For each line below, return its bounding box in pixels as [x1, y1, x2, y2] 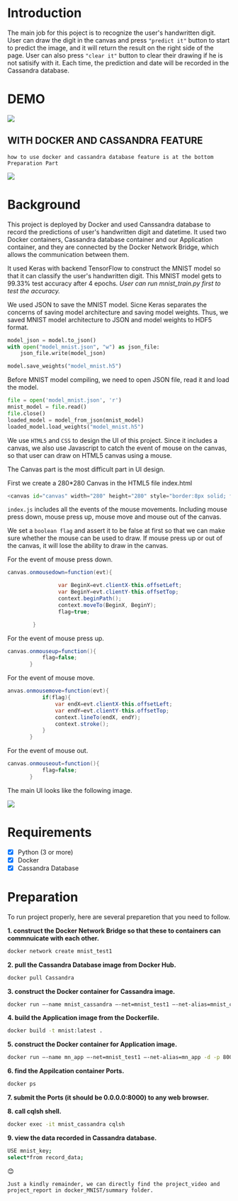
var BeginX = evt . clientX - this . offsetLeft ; [57, 582, 182, 589]
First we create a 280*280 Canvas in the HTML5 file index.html [7, 478, 193, 487]
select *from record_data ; [7, 1153, 84, 1161]
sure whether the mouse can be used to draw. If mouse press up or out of [7, 534, 223, 542]
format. [7, 323, 29, 331]
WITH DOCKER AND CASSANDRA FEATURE [7, 135, 203, 147]
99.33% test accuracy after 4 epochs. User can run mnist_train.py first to [7, 279, 221, 287]
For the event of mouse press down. [7, 555, 113, 564]
